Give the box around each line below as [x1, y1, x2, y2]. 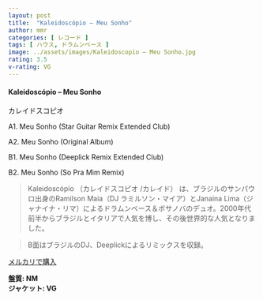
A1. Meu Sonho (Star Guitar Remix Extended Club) [8, 122, 171, 131]
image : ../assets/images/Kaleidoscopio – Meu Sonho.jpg [8, 48, 196, 56]
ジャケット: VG [8, 283, 57, 293]
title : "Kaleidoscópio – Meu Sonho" [8, 19, 133, 27]
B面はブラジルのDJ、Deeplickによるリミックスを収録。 [27, 240, 208, 249]
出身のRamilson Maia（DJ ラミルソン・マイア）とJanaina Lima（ [34, 193, 247, 203]
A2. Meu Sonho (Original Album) [8, 137, 114, 146]
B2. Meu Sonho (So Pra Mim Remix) [8, 167, 125, 177]
